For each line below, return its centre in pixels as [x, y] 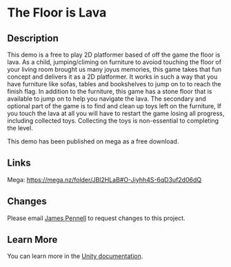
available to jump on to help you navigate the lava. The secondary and [107, 99]
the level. [20, 128]
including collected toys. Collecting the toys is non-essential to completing [113, 121]
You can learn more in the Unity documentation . [75, 256]
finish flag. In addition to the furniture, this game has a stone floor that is [110, 91]
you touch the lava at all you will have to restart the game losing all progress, [116, 113]
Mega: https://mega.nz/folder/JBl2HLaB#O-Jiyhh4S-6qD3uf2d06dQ [104, 179]
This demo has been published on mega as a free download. [93, 141]
